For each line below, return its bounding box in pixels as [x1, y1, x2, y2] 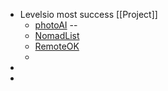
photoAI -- [34, 19, 78, 31]
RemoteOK [34, 40, 80, 52]
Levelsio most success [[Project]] [19, 9, 158, 20]
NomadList [34, 30, 80, 41]
